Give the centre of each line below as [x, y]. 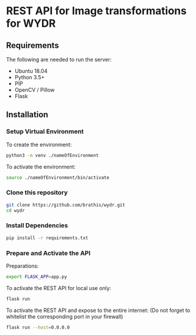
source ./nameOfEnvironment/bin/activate [58, 178]
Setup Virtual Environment [45, 131]
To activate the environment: [41, 166]
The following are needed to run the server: [59, 59]
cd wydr [16, 210]
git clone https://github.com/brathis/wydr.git [66, 205]
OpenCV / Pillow [35, 90]
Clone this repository [37, 192]
